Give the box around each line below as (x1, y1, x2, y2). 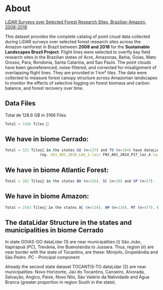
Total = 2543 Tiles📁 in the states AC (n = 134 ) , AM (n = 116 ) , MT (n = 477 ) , (5, 205, 155, 210)
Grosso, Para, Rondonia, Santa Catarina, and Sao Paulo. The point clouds (5, 59, 151, 65)
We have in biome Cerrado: (5, 135, 89, 143)
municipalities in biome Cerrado (5, 226, 104, 234)
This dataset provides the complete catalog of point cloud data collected (5, 34, 150, 39)
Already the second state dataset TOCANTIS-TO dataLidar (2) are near (5, 264, 147, 270)
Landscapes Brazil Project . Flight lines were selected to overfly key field (5, 49, 150, 55)
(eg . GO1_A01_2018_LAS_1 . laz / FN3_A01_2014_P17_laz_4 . (39, 153, 153, 157)
